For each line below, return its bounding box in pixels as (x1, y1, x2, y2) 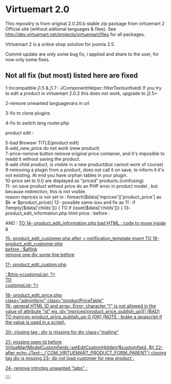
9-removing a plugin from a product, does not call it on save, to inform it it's (5, 167, 164, 173)
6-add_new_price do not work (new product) (5, 145, 100, 151)
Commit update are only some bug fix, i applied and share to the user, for (5, 51, 159, 57)
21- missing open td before (5, 339, 62, 345)
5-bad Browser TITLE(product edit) (5, 139, 79, 146)
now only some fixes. (5, 56, 50, 62)
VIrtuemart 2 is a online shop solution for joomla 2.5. (5, 41, 115, 47)
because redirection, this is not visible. (5, 188, 87, 194)
